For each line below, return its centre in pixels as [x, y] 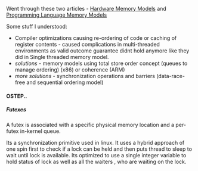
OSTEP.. [17, 96]
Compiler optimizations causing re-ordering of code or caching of [96, 38]
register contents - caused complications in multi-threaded [87, 44]
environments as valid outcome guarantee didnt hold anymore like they [102, 51]
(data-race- [170, 76]
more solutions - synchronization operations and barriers [85, 76]
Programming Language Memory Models [57, 15]
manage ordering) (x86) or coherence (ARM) [70, 70]
